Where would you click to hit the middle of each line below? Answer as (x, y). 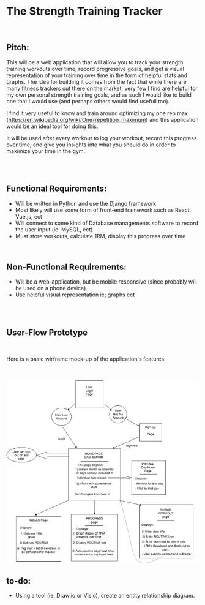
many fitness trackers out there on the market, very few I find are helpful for (102, 88)
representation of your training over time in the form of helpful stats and (97, 75)
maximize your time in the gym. (46, 151)
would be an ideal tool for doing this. (52, 126)
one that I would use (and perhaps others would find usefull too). (88, 101)
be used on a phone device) (50, 288)
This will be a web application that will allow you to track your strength (95, 62)
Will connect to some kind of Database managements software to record (107, 223)
